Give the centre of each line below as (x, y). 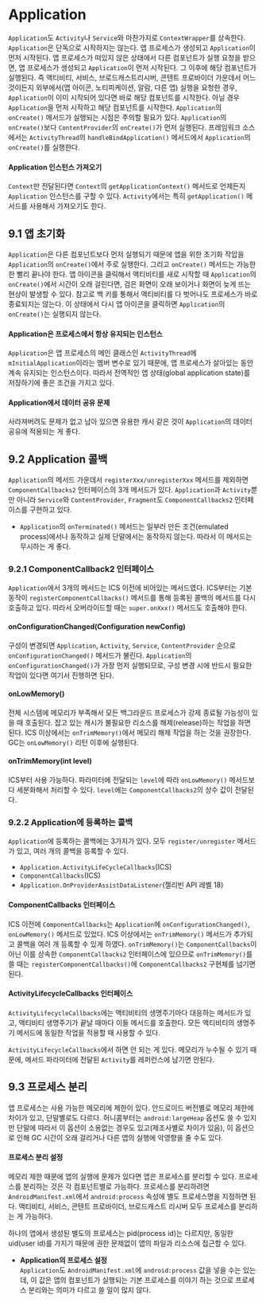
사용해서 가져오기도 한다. (67, 206)
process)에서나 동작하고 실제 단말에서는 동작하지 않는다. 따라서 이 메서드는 (136, 537)
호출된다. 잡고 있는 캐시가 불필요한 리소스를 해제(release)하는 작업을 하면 (138, 722)
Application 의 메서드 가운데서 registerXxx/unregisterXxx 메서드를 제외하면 (128, 480)
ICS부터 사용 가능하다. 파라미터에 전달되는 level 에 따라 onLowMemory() (118, 780)
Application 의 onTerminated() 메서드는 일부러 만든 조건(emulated (124, 526)
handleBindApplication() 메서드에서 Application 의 (169, 137)
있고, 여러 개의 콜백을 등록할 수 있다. (72, 851)
